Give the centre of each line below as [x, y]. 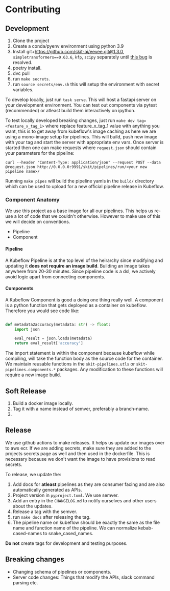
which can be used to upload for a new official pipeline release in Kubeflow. [85, 186]
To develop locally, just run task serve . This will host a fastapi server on [81, 99]
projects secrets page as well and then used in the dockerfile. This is [78, 453]
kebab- [146, 528]
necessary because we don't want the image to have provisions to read [80, 459]
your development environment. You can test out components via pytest [81, 105]
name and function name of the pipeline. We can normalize [75, 528]
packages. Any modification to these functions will [110, 370]
